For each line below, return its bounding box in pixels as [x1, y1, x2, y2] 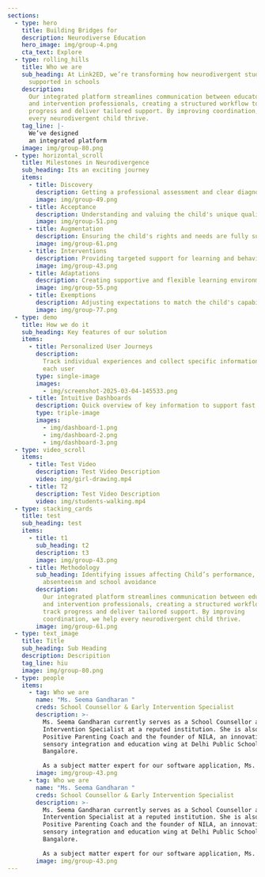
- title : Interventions [28, 247, 108, 255]
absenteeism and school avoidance [42, 579, 157, 587]
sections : [7, 11, 40, 20]
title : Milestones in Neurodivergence [21, 159, 150, 167]
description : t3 [36, 549, 89, 556]
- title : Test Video [28, 461, 97, 469]
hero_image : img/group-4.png [21, 41, 118, 49]
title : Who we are [21, 63, 82, 71]
